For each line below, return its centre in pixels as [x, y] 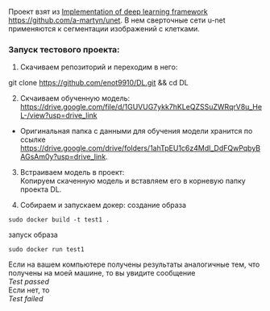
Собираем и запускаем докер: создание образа [103, 205]
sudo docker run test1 [46, 250]
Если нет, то [29, 290]
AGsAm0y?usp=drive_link [63, 157]
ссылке [33, 139]
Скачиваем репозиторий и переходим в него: [99, 67]
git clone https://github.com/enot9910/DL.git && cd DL [98, 83]
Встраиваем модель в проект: [72, 172]
